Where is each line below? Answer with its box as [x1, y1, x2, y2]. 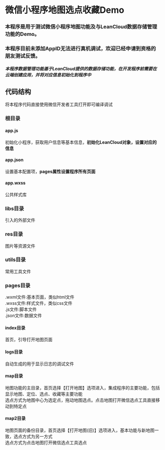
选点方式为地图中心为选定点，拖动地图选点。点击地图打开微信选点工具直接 [5, 397, 156, 403]
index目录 [5, 324, 26, 330]
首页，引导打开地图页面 [5, 337, 53, 343]
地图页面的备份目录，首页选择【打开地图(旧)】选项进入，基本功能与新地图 [5, 427, 155, 433]
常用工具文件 [5, 268, 31, 274]
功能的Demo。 [5, 31, 40, 37]
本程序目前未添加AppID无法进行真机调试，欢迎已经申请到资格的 [5, 45, 156, 52]
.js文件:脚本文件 [5, 306, 37, 313]
